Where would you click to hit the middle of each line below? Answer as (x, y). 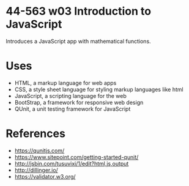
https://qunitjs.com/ (39, 151)
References (35, 134)
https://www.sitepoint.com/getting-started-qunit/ (76, 157)
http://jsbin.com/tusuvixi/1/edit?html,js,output (72, 163)
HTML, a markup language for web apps (65, 83)
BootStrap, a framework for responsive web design (79, 102)
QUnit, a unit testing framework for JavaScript (72, 109)
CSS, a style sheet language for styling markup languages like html (99, 89)
